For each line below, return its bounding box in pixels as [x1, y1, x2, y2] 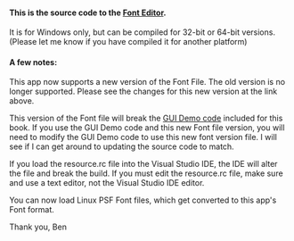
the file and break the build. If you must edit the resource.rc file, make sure [9, 168, 283, 179]
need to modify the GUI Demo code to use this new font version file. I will [9, 132, 278, 143]
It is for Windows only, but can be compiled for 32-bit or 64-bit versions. [9, 27, 276, 37]
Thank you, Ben [9, 221, 67, 232]
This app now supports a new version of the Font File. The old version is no [9, 77, 286, 87]
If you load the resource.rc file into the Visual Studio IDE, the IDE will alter [9, 159, 278, 170]
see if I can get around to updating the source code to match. [9, 141, 234, 152]
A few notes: [9, 56, 58, 67]
